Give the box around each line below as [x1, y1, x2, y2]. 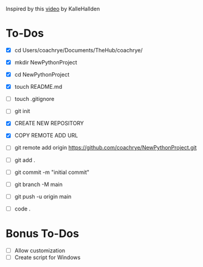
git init [14, 108, 30, 115]
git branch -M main [14, 181, 63, 188]
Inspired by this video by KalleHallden [5, 5, 100, 12]
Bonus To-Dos [5, 227, 80, 240]
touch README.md [14, 83, 63, 91]
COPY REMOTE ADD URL [14, 132, 78, 139]
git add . [14, 156, 36, 164]
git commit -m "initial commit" [14, 168, 89, 176]
